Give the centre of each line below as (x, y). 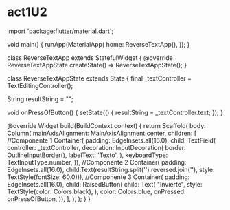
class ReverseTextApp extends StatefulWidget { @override (90, 57)
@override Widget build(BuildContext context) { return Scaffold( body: (106, 125)
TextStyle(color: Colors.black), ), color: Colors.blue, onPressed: (96, 191)
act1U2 (27, 12)
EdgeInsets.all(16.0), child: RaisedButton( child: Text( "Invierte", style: (105, 184)
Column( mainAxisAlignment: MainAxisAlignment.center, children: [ (102, 133)
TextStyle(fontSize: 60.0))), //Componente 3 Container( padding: (99, 177)
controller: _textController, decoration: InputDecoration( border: (97, 147)
